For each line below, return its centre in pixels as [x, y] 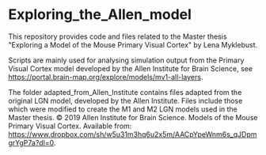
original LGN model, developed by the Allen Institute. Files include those [125, 100]
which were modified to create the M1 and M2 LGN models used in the [123, 109]
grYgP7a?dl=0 [31, 142]
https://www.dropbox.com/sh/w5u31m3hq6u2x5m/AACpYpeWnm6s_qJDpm [133, 134]
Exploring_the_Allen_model [100, 15]
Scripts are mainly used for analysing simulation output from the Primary [126, 60]
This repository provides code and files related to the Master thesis [118, 36]
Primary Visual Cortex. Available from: [70, 126]
